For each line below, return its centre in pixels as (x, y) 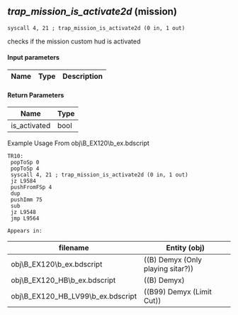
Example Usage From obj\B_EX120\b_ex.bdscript (79, 143)
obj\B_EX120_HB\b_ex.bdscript (63, 280)
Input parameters (34, 58)
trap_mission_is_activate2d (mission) (92, 12)
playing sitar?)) (169, 269)
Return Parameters (36, 95)
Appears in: (25, 231)
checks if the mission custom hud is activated (74, 41)
